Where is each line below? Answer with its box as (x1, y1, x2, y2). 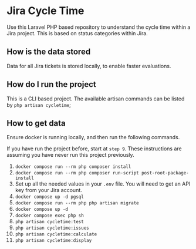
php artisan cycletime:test (15, 219, 84, 225)
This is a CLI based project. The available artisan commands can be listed (6, 95, 185, 102)
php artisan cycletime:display (15, 238, 92, 244)
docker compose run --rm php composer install (15, 164, 131, 170)
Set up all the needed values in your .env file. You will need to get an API (15, 180, 191, 187)
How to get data (6, 118, 66, 128)
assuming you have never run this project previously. (6, 152, 134, 159)
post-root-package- (141, 170, 190, 176)
